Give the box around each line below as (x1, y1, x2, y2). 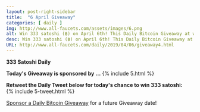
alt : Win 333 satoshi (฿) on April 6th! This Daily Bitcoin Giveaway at (6, 31, 190, 37)
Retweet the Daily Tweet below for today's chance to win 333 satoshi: (6, 81, 183, 88)
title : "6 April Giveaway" (6, 14, 76, 20)
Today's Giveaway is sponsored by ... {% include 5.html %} (6, 70, 155, 77)
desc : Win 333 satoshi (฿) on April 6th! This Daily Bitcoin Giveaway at (6, 36, 193, 42)
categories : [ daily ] (6, 20, 62, 26)
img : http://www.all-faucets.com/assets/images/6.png (6, 25, 143, 32)
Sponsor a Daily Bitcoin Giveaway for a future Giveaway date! (6, 99, 157, 106)
